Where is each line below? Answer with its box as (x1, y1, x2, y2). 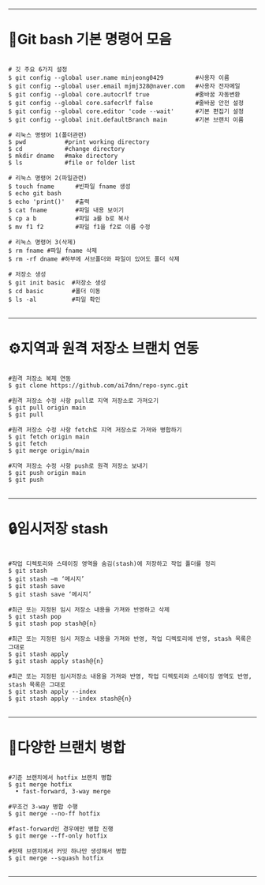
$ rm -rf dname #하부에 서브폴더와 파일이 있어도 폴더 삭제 (8, 254, 180, 263)
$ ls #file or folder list (8, 159, 136, 167)
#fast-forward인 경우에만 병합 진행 (8, 825, 114, 833)
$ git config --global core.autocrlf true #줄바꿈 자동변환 (8, 90, 241, 99)
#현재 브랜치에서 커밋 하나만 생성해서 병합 (8, 847, 127, 855)
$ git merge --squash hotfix (8, 854, 104, 862)
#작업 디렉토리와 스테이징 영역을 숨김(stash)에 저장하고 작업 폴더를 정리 (8, 559, 216, 567)
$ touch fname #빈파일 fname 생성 (8, 183, 131, 190)
